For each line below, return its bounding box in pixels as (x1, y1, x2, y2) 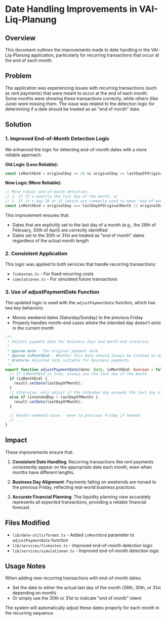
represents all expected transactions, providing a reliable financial (12, 499, 147, 505)
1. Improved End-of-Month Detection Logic (5, 135, 110, 142)
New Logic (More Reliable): (5, 180, 62, 186)
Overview (5, 34, 36, 42)
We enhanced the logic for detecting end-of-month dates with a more (5, 146, 147, 152)
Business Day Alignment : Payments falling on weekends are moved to (12, 479, 157, 485)
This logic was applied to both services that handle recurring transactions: (5, 261, 157, 267)
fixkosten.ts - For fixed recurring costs (12, 271, 94, 277)
